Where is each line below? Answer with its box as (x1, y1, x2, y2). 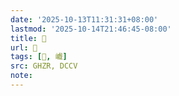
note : (10, 71, 33, 81)
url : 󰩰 (10, 42, 38, 53)
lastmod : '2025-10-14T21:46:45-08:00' (10, 24, 172, 34)
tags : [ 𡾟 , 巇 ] (10, 52, 68, 62)
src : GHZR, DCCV (10, 61, 78, 71)
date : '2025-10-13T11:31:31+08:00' (10, 14, 159, 25)
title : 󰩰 (10, 33, 47, 43)
